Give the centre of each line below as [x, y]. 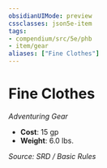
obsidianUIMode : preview [50, 16]
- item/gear [28, 46]
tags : [17, 31]
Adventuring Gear [39, 116]
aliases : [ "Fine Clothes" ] [54, 54]
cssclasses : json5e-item [50, 24]
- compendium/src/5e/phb [50, 39]
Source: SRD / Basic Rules [52, 156]
